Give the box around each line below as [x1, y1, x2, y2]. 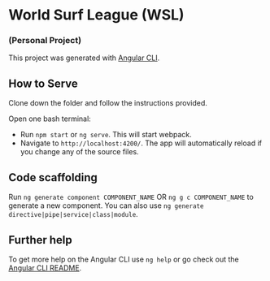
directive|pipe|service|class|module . [8, 210, 138, 219]
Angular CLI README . [8, 262, 82, 273]
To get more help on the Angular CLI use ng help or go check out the [8, 254, 239, 264]
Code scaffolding [8, 171, 98, 184]
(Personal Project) [8, 35, 82, 46]
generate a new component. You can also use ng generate [8, 201, 204, 210]
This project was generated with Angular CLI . [8, 53, 160, 63]
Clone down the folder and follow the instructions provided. [8, 98, 207, 108]
